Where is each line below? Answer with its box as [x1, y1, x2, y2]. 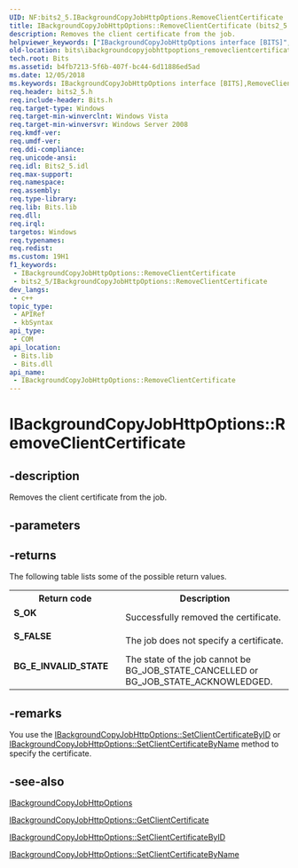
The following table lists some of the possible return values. [9, 572, 228, 582]
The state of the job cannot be [125, 653, 251, 666]
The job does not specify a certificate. [125, 635, 284, 647]
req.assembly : [9, 186, 62, 195]
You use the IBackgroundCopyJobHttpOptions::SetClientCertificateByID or [9, 730, 281, 740]
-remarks [9, 706, 62, 721]
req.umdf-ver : [9, 137, 62, 146]
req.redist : [9, 244, 53, 253]
